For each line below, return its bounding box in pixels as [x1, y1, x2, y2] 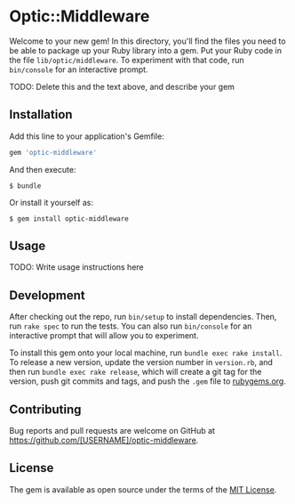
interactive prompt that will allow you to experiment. [9, 330, 199, 341]
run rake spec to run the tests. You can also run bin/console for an [9, 321, 252, 331]
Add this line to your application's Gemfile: [9, 131, 164, 142]
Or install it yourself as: [9, 197, 93, 207]
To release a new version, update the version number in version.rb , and [9, 357, 274, 368]
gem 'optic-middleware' [9, 148, 98, 157]
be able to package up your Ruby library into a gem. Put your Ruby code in [9, 45, 283, 55]
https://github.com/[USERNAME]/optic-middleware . [9, 435, 199, 446]
